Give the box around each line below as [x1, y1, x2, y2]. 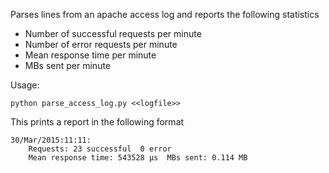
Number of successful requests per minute [24, 28, 202, 39]
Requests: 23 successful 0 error [28, 144, 172, 154]
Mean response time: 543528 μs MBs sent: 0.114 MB [28, 153, 248, 163]
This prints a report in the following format [10, 116, 185, 128]
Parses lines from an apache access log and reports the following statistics [10, 9, 320, 20]
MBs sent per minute [24, 60, 112, 71]
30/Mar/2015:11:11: [10, 135, 92, 145]
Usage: [10, 79, 40, 91]
